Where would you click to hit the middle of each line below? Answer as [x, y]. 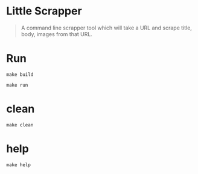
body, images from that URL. [56, 34]
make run [17, 85]
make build [20, 74]
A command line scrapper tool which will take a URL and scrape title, [106, 28]
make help [19, 165]
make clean [20, 125]
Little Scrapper [44, 11]
